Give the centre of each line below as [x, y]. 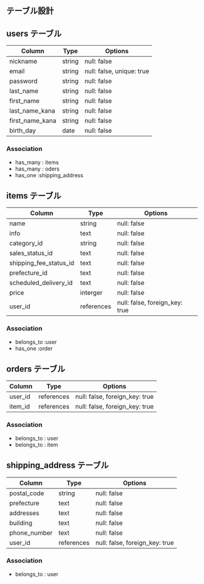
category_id [26, 244]
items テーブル [34, 196]
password [23, 81]
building [21, 522]
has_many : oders [37, 169]
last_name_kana [32, 111]
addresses [24, 513]
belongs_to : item [36, 445]
